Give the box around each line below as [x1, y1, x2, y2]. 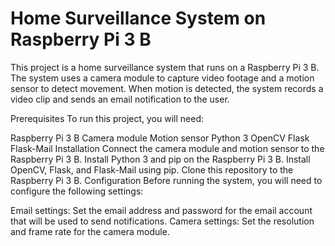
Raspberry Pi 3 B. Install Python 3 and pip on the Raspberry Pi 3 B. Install [10, 153, 311, 165]
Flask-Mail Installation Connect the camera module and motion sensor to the [10, 142, 325, 154]
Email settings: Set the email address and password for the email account [10, 204, 313, 216]
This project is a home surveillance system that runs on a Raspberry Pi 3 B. [10, 61, 320, 73]
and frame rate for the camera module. [10, 225, 170, 237]
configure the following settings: [10, 185, 144, 197]
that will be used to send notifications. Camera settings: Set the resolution [10, 215, 315, 227]
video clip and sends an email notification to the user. [10, 93, 230, 105]
